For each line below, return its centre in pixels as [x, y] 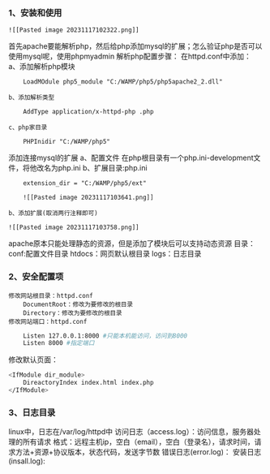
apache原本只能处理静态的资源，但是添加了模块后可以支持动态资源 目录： [132, 243]
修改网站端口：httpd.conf [48, 321]
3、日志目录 [32, 412]
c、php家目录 [28, 127]
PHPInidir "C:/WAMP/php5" [67, 142]
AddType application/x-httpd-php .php [88, 112]
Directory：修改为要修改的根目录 [73, 313]
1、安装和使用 [35, 12]
